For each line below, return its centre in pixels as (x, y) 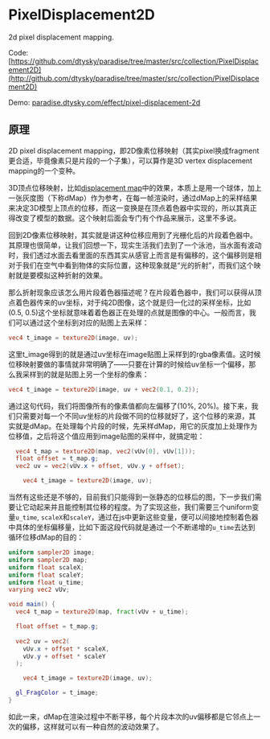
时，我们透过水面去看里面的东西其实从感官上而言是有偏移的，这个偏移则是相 (135, 255)
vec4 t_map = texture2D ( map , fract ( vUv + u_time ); (102, 612)
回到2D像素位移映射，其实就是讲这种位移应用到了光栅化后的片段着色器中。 (133, 235)
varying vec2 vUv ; (39, 590)
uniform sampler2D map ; (48, 560)
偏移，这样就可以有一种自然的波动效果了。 (92, 726)
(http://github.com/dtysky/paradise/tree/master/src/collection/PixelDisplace (134, 78)
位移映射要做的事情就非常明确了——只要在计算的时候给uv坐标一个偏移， (129, 364)
